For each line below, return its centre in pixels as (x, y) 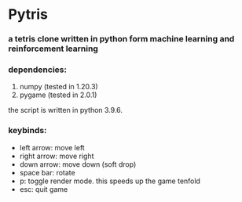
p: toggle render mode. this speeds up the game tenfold (110, 181)
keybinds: (27, 131)
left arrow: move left (52, 147)
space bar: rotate (48, 172)
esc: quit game (44, 189)
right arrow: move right (57, 156)
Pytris (28, 14)
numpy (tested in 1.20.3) (59, 87)
